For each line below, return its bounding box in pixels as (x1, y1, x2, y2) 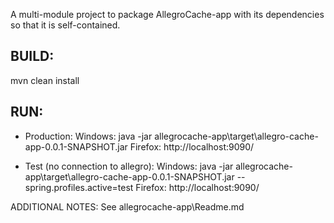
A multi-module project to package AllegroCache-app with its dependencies (10, 9, 325, 20)
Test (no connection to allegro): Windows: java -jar (24, 160, 234, 172)
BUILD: (10, 48, 55, 65)
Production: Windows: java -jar (24, 130, 153, 142)
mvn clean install (10, 74, 80, 86)
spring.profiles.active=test (24, 181, 134, 193)
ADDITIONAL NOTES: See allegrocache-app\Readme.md (10, 200, 245, 213)
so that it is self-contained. (10, 19, 121, 31)
